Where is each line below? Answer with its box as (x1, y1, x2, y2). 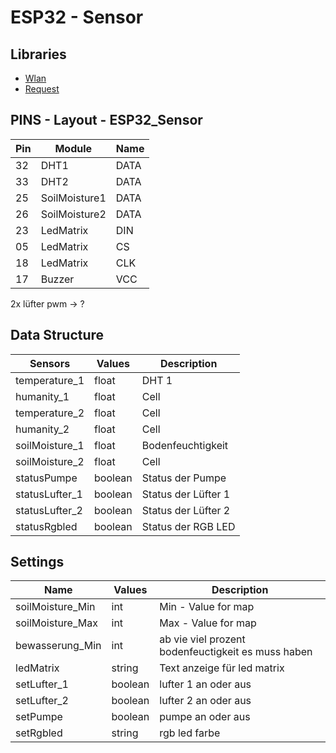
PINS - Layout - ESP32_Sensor (10, 112, 203, 129)
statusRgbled (15, 519, 78, 533)
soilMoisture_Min (15, 600, 96, 614)
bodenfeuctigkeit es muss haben (159, 645, 313, 659)
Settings (10, 554, 65, 571)
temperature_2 (15, 406, 85, 420)
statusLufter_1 (15, 487, 83, 501)
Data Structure (10, 327, 105, 344)
